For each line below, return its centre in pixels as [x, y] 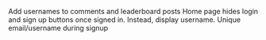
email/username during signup [58, 28]
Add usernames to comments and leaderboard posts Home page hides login [133, 11]
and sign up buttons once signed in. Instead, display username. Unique [124, 20]
